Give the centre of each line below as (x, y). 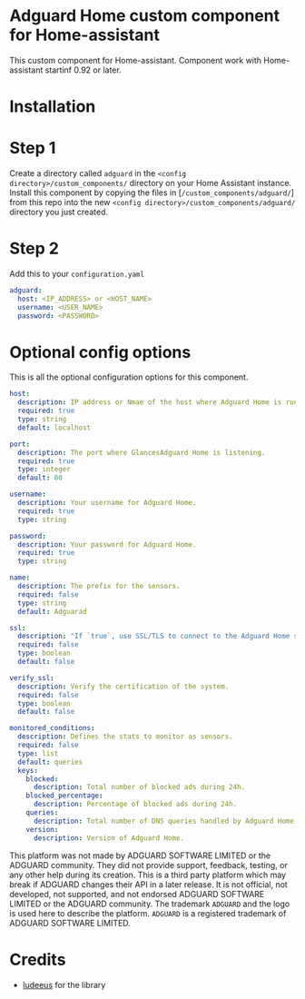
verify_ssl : (32, 678)
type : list (38, 753)
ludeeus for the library (64, 984)
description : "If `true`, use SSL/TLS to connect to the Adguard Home (154, 637)
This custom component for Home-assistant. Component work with (135, 60)
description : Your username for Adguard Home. (107, 503)
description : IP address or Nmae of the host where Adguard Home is (150, 402)
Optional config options (100, 352)
